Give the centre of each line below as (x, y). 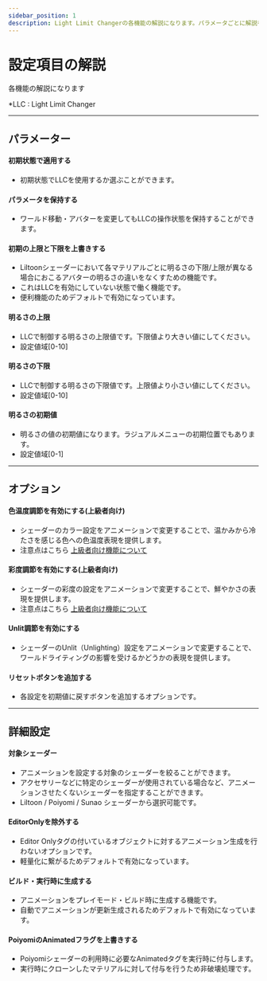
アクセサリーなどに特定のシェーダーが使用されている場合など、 (124, 782)
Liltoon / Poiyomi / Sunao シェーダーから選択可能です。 (110, 802)
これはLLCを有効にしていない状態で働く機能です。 (102, 287)
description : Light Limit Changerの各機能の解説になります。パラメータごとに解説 (133, 23)
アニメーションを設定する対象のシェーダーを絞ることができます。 (127, 772)
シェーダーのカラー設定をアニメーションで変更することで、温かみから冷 (138, 530)
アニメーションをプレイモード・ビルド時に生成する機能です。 (120, 900)
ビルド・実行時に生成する (50, 881)
